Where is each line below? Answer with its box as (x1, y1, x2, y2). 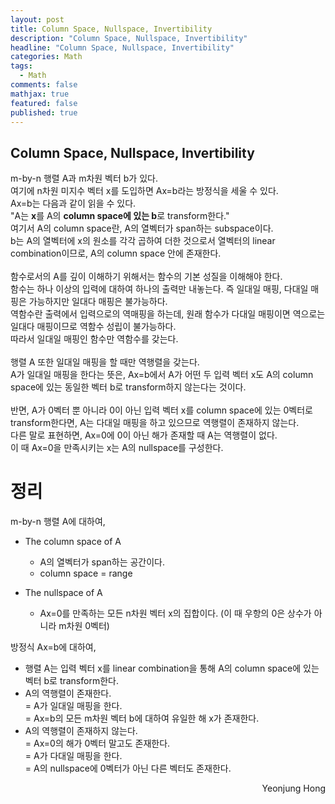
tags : (10, 61, 33, 71)
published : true (10, 107, 78, 118)
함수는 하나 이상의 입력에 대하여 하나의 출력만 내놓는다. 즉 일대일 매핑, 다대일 (10, 283, 309, 295)
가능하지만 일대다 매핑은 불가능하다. (28, 296, 168, 308)
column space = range (39, 567, 133, 580)
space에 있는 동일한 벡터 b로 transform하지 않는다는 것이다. (10, 381, 247, 393)
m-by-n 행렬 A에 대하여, (10, 516, 106, 528)
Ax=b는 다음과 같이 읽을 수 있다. (10, 197, 137, 210)
